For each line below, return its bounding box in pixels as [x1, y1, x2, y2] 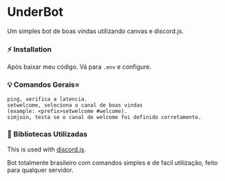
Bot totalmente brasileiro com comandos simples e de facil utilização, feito [7, 158, 218, 167]
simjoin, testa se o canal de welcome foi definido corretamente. [7, 114, 202, 120]
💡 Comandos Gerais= [7, 80, 81, 89]
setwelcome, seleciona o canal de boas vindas [7, 101, 143, 109]
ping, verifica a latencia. [7, 96, 88, 103]
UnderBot [7, 4, 64, 20]
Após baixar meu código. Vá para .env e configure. [7, 63, 151, 71]
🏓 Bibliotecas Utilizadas [7, 129, 88, 139]
